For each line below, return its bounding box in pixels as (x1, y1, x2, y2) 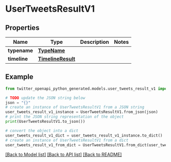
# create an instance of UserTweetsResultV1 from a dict (5, 138, 129, 143)
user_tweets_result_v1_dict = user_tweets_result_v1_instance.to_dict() (5, 133, 163, 138)
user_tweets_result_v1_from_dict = (5, 142, 81, 148)
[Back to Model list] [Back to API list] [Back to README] (5, 151, 122, 158)
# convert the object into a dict (5, 128, 79, 133)
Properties (5, 23, 40, 32)
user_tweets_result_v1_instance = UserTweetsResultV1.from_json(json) (5, 110, 158, 115)
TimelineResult (38, 56, 75, 62)
